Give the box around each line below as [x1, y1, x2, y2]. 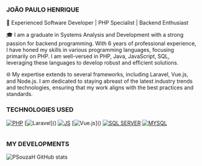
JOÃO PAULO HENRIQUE [6, 5, 80, 14]
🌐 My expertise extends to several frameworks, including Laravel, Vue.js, [6, 71, 189, 78]
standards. [6, 91, 33, 98]
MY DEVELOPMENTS [6, 139, 70, 148]
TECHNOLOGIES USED [6, 106, 74, 114]
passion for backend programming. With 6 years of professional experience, [6, 40, 197, 47]
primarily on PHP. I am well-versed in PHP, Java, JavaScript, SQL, [6, 53, 170, 60]
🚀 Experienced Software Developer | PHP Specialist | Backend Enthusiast [6, 19, 189, 27]
